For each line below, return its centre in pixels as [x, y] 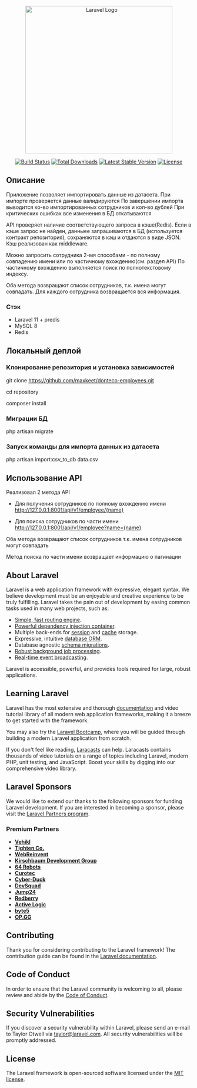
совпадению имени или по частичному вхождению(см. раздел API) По [96, 261]
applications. [21, 675]
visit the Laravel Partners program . [48, 814]
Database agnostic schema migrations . [62, 645]
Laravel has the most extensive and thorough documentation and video [92, 707]
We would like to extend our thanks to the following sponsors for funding [94, 801]
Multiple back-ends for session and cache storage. [76, 633]
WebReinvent [31, 854]
